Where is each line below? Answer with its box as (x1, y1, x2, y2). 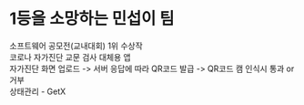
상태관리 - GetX (9, 86, 66, 97)
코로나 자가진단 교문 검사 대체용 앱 (9, 51, 131, 62)
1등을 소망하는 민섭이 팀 (9, 8, 175, 29)
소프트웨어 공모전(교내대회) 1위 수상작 (9, 40, 143, 51)
